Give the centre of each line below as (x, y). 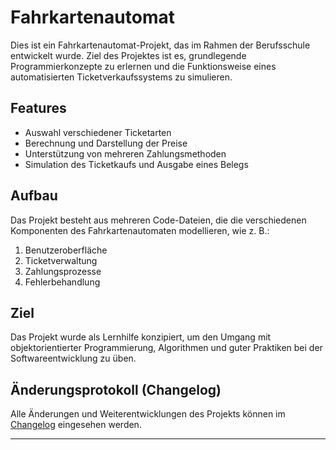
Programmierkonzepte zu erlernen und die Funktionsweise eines (143, 66)
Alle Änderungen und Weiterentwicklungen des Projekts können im (148, 414)
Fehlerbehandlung (62, 282)
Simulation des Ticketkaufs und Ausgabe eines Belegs (136, 164)
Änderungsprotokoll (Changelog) (116, 389)
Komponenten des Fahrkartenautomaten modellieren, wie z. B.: (140, 230)
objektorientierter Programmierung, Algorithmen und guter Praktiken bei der (166, 348)
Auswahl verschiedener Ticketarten (98, 132)
